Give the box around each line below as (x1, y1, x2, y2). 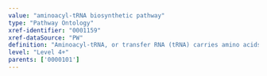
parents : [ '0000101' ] (8, 56, 80, 64)
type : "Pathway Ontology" (8, 19, 94, 27)
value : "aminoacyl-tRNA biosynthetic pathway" (8, 11, 165, 20)
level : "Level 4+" (8, 48, 69, 56)
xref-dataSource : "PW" (8, 33, 83, 42)
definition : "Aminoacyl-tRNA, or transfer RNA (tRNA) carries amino (8, 41, 240, 49)
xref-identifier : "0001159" (8, 26, 102, 34)
